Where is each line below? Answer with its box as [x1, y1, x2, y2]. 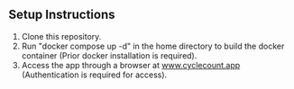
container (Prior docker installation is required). [21, 49, 198, 61]
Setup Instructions [8, 7, 115, 22]
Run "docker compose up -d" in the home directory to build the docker [21, 40, 285, 51]
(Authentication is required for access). [21, 69, 168, 80]
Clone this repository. [21, 31, 102, 41]
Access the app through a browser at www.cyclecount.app [21, 59, 241, 70]
